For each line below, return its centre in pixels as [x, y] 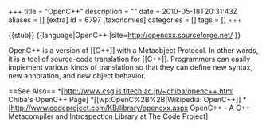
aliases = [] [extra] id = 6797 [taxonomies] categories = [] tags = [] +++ [125, 20]
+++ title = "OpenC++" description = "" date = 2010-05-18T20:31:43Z [123, 11]
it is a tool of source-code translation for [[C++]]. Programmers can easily [129, 59]
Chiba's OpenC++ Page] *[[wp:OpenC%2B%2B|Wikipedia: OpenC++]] [125, 99]
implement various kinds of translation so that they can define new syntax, [131, 67]
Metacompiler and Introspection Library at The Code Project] [108, 116]
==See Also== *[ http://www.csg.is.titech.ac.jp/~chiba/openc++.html [121, 91]
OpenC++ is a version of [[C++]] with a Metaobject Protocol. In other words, [133, 50]
